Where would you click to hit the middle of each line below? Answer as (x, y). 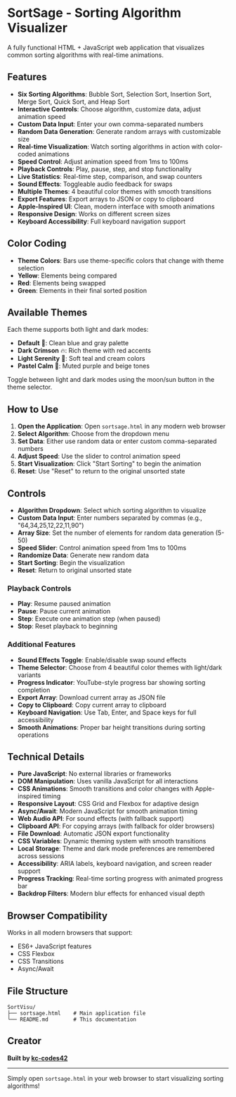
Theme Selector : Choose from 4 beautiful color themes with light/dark (120, 667)
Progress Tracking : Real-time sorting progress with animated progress (120, 879)
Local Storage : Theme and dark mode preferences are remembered (116, 849)
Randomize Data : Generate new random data (83, 555)
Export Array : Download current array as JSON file (91, 697)
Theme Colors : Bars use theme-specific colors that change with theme (120, 260)
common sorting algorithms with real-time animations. (85, 55)
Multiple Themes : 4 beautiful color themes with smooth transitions (114, 191)
